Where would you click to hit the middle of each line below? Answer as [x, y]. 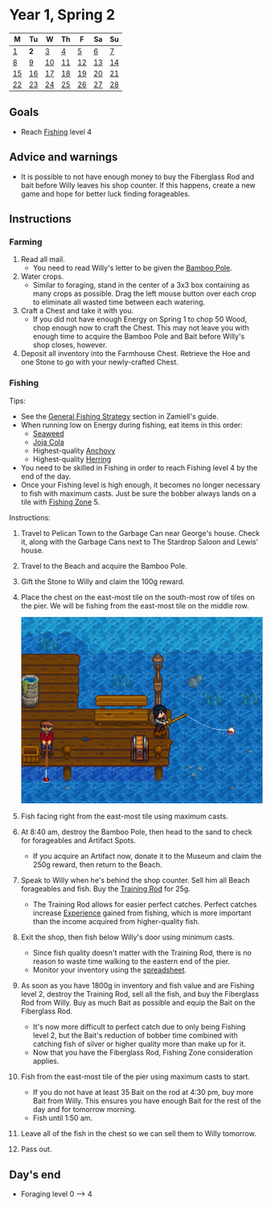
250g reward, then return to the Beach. [97, 865]
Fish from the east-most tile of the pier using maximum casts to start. [135, 1076]
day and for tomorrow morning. [84, 1110]
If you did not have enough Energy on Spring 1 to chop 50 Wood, [140, 319]
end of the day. [46, 476]
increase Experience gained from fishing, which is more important [142, 913]
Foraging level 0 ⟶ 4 [56, 1194]
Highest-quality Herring [72, 459]
